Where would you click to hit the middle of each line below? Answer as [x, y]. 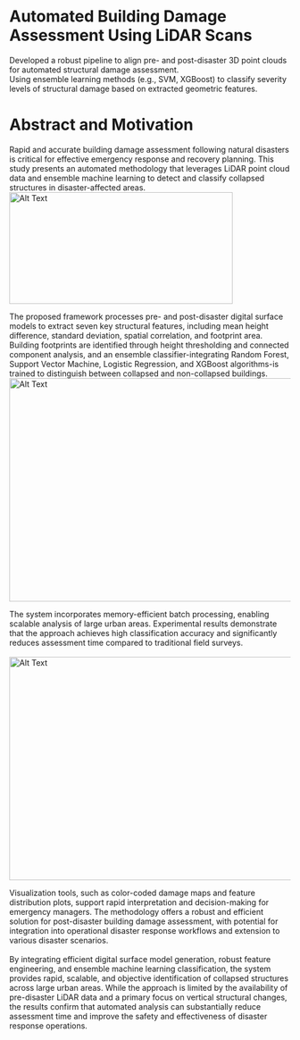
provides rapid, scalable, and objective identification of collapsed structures [149, 978]
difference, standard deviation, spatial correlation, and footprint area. [136, 335]
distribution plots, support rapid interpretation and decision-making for [139, 902]
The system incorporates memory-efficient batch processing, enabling [139, 614]
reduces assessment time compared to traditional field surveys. [126, 642]
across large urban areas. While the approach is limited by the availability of [149, 987]
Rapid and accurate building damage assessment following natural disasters [150, 149]
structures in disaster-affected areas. [77, 187]
